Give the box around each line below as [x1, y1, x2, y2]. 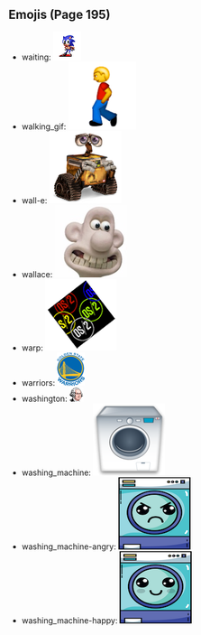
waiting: [21, 51, 51, 62]
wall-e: [21, 194, 48, 206]
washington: [21, 393, 69, 404]
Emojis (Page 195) [8, 7, 111, 23]
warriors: [21, 377, 56, 388]
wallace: [21, 268, 53, 279]
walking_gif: [21, 121, 67, 132]
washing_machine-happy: [21, 614, 118, 626]
